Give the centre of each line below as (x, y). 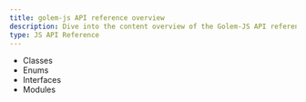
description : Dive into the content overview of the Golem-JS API (138, 26)
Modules (39, 90)
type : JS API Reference (55, 35)
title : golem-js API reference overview (87, 18)
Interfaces (42, 80)
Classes (37, 61)
